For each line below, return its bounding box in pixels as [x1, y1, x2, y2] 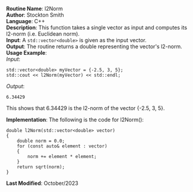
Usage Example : [6, 49, 48, 56]
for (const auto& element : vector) [17, 143, 108, 149]
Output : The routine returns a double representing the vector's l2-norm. [6, 43, 182, 50]
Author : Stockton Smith [6, 11, 64, 18]
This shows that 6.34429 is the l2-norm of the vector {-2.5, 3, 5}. [6, 105, 165, 112]
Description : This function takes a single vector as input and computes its [6, 24, 188, 31]
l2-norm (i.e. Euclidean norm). [6, 30, 80, 37]
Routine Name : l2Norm [6, 5, 64, 12]
